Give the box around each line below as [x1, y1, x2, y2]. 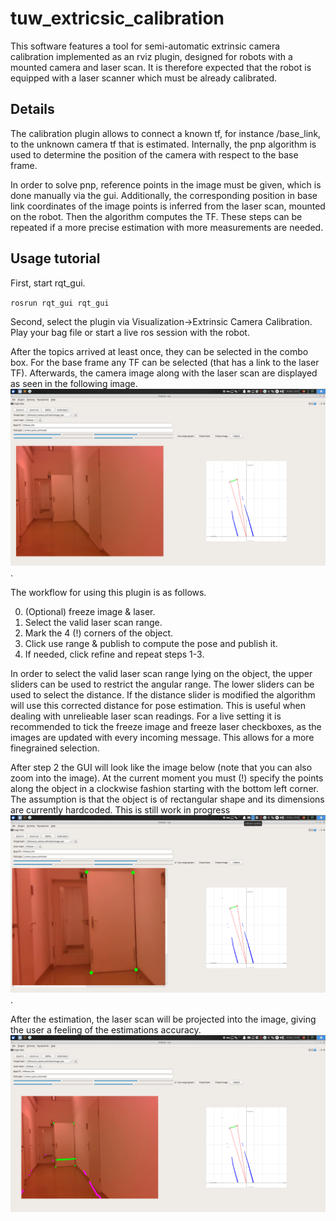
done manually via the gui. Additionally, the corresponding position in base [10, 189, 318, 201]
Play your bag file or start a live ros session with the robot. [10, 326, 250, 338]
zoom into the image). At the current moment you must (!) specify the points [10, 772, 324, 784]
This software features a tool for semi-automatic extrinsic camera [10, 40, 281, 52]
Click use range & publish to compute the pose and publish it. [24, 638, 278, 650]
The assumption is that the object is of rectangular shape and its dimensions [10, 793, 325, 806]
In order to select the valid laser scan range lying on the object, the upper [10, 668, 313, 680]
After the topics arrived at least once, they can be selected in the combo [10, 345, 309, 357]
